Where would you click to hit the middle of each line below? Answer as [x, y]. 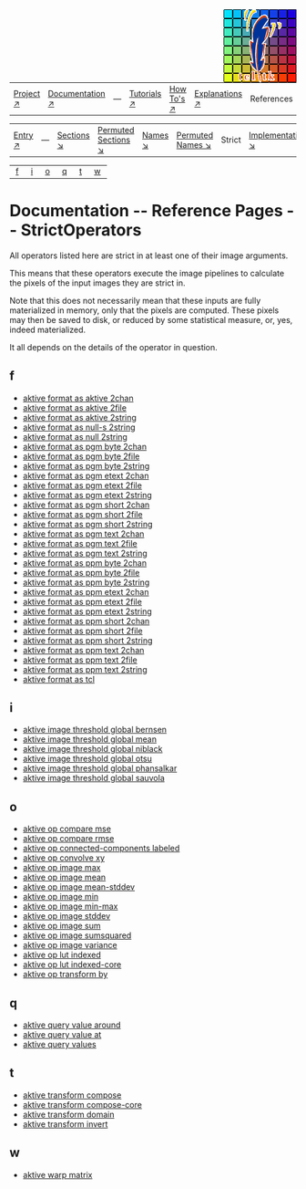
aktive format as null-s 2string [79, 427]
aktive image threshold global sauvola [94, 778]
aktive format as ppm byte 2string [86, 582]
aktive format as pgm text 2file [80, 543]
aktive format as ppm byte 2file [81, 572]
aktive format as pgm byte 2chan [85, 446]
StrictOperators [81, 229]
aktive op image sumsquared [77, 935]
